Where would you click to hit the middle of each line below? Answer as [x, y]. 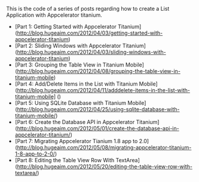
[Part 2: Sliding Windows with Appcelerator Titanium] [80, 45]
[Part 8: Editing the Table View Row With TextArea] [77, 160]
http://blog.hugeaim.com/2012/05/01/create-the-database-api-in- [98, 128]
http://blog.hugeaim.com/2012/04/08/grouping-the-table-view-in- [99, 71]
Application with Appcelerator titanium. [54, 15]
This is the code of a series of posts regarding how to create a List [88, 9]
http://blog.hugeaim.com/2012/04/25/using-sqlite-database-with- [98, 109]
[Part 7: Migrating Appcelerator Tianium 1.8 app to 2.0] [82, 141]
